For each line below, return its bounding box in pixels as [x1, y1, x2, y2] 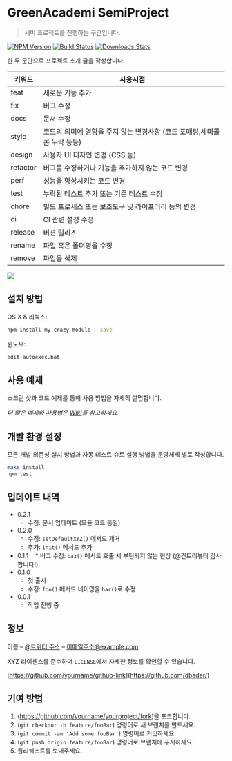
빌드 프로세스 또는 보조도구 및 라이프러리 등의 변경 [43, 201, 197, 211]
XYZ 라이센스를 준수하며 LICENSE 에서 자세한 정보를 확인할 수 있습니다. [7, 657, 195, 665]
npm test [7, 471, 32, 477]
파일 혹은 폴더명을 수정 [43, 240, 113, 250]
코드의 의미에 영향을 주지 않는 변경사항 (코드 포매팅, [43, 126, 202, 136]
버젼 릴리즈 [43, 228, 77, 237]
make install [7, 464, 45, 471]
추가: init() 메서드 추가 [27, 543, 93, 551]
